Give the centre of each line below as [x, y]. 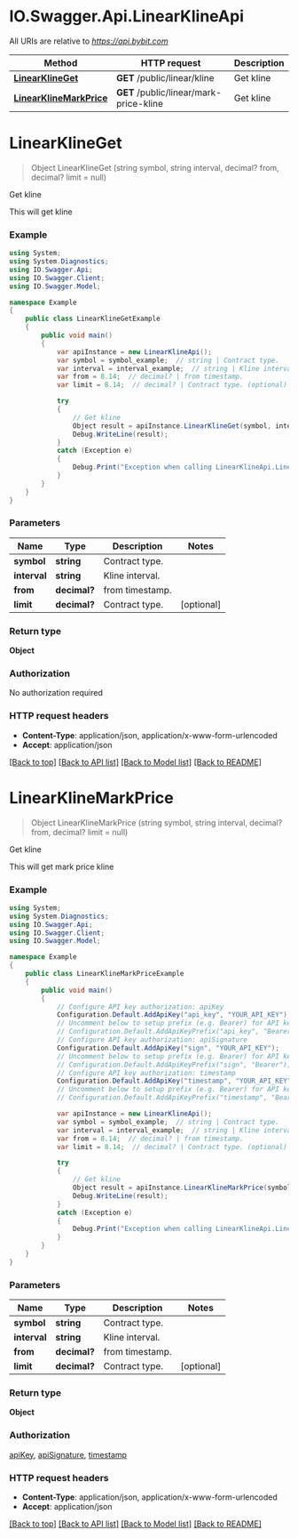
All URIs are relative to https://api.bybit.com [89, 41]
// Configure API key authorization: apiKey [140, 1007]
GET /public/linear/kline [165, 77]
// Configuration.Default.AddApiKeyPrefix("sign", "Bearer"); [174, 1065]
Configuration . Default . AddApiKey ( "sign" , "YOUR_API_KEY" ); [168, 1048]
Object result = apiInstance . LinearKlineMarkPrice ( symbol [182, 1188]
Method [61, 62]
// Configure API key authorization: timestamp [146, 1073]
